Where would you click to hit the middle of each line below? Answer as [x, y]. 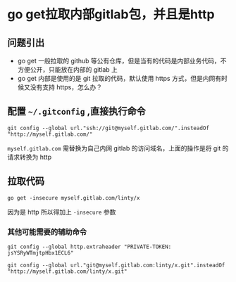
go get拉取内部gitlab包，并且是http [111, 14]
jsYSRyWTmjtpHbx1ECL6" [41, 253]
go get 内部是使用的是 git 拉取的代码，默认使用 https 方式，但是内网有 [119, 78]
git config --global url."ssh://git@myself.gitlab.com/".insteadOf [108, 128]
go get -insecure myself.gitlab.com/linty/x [74, 198]
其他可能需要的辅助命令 [47, 231]
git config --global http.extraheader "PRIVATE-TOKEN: [89, 247]
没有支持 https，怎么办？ [66, 87]
